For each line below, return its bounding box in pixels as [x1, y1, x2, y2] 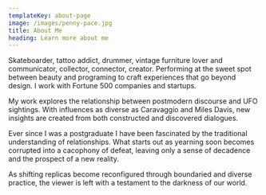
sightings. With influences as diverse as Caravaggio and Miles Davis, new [8, 105, 251, 115]
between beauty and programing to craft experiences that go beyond [8, 72, 236, 82]
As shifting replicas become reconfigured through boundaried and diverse [8, 170, 252, 179]
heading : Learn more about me [8, 33, 109, 42]
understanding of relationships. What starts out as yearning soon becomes [8, 137, 255, 147]
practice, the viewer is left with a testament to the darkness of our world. [8, 178, 248, 188]
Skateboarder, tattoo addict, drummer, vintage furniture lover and [8, 56, 224, 65]
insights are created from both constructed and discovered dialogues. [8, 113, 238, 123]
